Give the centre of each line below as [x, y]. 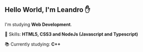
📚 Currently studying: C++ [33, 44]
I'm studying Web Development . [38, 24]
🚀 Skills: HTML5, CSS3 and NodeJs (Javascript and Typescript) [71, 34]
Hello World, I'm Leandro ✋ [47, 10]
